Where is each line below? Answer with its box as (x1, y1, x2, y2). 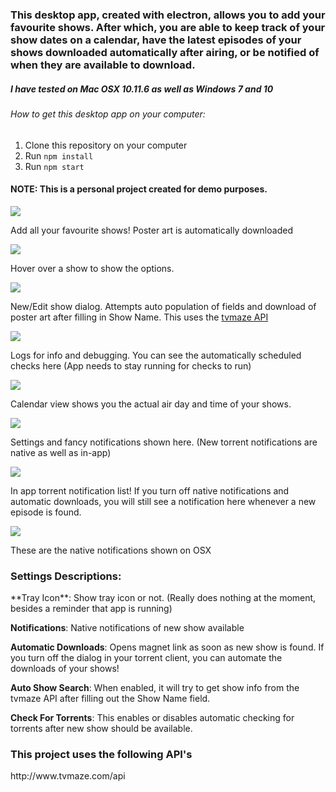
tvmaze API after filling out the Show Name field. (10, 693, 211, 704)
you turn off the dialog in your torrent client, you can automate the (10, 652, 283, 663)
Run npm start (24, 160, 85, 172)
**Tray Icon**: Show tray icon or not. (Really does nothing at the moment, (10, 592, 317, 603)
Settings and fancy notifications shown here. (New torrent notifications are (10, 436, 318, 448)
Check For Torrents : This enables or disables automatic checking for (10, 712, 295, 723)
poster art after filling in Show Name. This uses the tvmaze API (10, 311, 269, 323)
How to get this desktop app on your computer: (10, 108, 206, 120)
